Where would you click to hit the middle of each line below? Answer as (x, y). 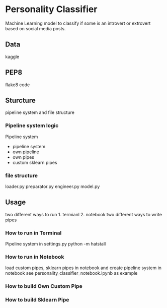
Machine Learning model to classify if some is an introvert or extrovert (78, 23)
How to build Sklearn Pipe (37, 300)
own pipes (23, 157)
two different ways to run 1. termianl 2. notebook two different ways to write (84, 214)
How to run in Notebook (35, 257)
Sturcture (21, 100)
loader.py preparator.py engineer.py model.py (53, 186)
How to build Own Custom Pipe (44, 286)
